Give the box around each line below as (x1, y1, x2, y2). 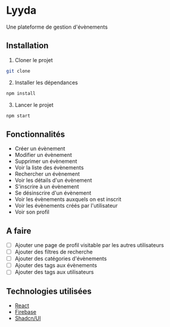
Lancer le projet (14, 101, 53, 108)
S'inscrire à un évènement (14, 183, 79, 190)
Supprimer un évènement (14, 158, 77, 165)
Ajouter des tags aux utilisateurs (14, 269, 94, 276)
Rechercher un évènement (14, 171, 80, 178)
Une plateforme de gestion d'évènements (6, 23, 108, 30)
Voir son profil (14, 208, 49, 215)
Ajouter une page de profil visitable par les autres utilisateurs (14, 242, 165, 248)
